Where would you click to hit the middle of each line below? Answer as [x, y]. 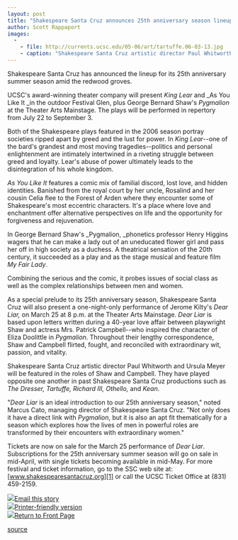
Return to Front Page [45, 515]
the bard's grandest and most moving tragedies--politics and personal [110, 146]
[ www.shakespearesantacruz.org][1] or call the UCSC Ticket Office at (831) [117, 476]
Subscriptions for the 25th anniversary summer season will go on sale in [113, 453]
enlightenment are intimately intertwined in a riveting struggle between [110, 154]
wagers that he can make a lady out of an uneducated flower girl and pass [116, 241]
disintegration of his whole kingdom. [61, 169]
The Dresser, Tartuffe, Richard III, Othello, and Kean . [84, 388]
